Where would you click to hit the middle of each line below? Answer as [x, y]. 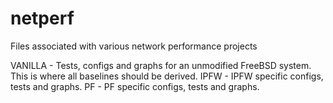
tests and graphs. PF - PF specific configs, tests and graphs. [135, 86]
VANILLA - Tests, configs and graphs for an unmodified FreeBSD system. [161, 65]
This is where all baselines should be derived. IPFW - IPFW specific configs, [167, 76]
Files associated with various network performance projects [134, 46]
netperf [42, 18]
